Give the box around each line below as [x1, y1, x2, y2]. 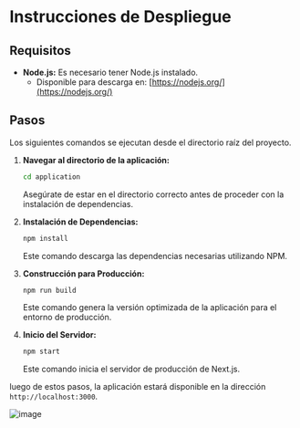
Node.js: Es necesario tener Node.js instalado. [22, 67, 199, 78]
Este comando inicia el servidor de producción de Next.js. [22, 363, 240, 375]
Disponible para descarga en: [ [36, 77, 152, 88]
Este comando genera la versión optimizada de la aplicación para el [22, 302, 277, 313]
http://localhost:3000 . [9, 391, 98, 402]
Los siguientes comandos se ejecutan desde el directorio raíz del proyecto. [9, 137, 292, 148]
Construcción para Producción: [22, 267, 145, 279]
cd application [22, 172, 81, 182]
